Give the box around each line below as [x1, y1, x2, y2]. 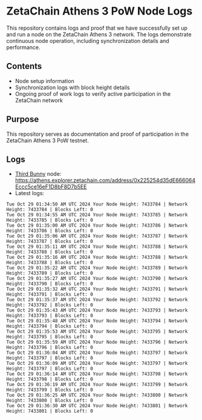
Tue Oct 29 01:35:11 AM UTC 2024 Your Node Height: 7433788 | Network [6, 244, 188, 250]
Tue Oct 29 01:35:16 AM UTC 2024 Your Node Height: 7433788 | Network [6, 255, 188, 261]
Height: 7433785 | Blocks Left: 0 [6, 217, 94, 224]
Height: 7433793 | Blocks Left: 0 [6, 313, 94, 319]
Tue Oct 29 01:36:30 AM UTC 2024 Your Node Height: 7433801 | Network [6, 403, 188, 409]
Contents [6, 61, 42, 72]
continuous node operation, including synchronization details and [6, 37, 169, 44]
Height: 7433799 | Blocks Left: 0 [6, 387, 94, 393]
